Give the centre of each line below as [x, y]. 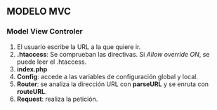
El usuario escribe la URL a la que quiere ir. [79, 47]
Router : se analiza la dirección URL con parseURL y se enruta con [112, 84]
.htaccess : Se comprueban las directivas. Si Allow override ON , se [113, 54]
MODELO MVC [39, 12]
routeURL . [32, 91]
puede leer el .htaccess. [52, 62]
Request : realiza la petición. [57, 99]
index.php [32, 69]
